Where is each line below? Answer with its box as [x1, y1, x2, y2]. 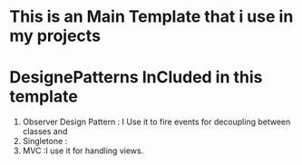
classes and [22, 126, 68, 137]
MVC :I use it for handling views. [22, 145, 144, 156]
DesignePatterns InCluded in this [9, 67, 263, 88]
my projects [9, 25, 102, 46]
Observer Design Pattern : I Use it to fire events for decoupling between [22, 116, 291, 128]
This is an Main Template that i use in [9, 6, 294, 27]
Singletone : [22, 136, 68, 147]
